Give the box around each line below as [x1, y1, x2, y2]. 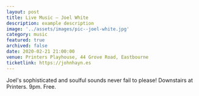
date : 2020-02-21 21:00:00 [6, 49, 75, 55]
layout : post [6, 9, 40, 15]
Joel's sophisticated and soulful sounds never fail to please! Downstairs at [6, 77, 194, 84]
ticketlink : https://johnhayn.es [6, 60, 92, 66]
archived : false [6, 43, 48, 49]
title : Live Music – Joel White [6, 15, 89, 21]
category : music [6, 32, 48, 38]
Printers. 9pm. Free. [6, 83, 56, 90]
